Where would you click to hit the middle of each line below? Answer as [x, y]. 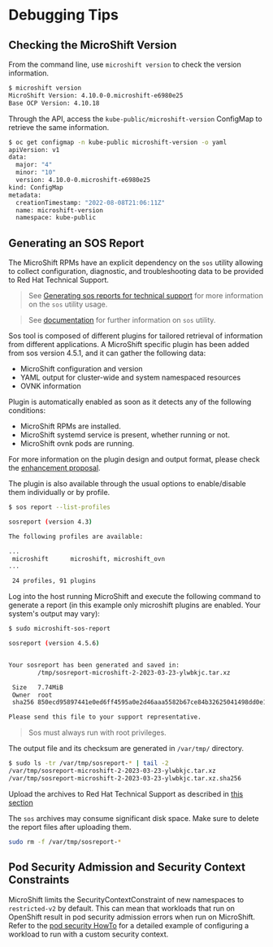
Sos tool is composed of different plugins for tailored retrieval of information [136, 336]
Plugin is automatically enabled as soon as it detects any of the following [130, 402]
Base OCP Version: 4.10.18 [54, 103]
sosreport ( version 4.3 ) [50, 522]
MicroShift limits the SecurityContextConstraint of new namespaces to [126, 899]
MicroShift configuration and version [82, 369]
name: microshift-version [60, 210]
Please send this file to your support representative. [105, 717]
